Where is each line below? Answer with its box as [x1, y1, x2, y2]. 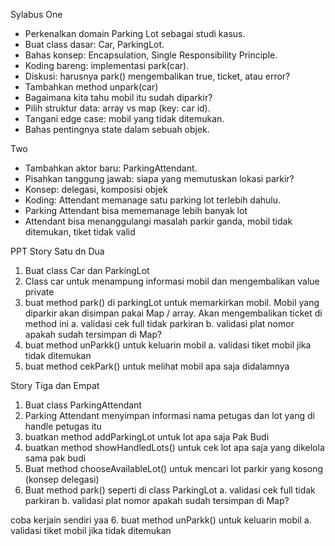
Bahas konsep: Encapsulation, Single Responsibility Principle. [24, 49, 278, 61]
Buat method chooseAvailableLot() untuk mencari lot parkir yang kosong [24, 463, 324, 474]
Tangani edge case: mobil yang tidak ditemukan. [24, 113, 225, 124]
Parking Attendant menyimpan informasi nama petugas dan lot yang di [24, 410, 315, 421]
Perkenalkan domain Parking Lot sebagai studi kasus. [24, 28, 246, 39]
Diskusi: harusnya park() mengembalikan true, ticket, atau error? [24, 70, 291, 82]
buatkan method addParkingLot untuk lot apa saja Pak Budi [24, 431, 270, 443]
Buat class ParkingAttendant [24, 399, 142, 411]
